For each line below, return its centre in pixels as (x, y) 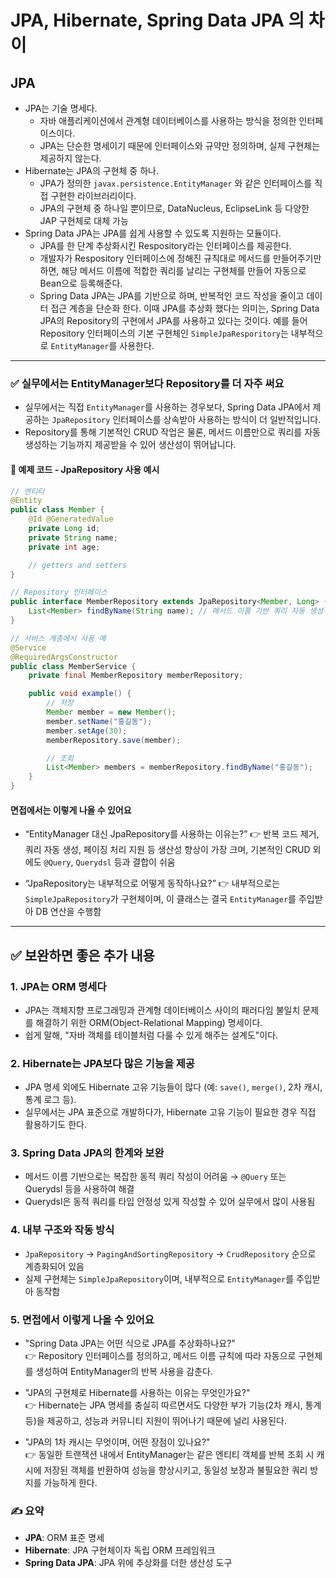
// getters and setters (78, 565)
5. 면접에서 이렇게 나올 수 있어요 (82, 1319)
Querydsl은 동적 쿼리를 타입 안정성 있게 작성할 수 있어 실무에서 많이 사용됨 (170, 1202)
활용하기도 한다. (55, 1125)
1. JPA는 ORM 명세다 (58, 986)
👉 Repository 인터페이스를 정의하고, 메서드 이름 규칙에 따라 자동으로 (160, 1356)
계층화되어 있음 (54, 1266)
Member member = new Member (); (111, 712)
